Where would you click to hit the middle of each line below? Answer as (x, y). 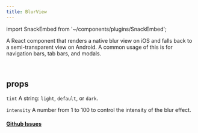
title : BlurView (26, 12)
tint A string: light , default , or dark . (52, 98)
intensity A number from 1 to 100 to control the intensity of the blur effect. (99, 110)
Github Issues (24, 124)
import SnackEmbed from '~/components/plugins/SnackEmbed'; (87, 29)
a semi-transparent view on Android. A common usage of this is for (89, 47)
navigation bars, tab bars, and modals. (54, 53)
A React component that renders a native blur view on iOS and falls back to (99, 40)
